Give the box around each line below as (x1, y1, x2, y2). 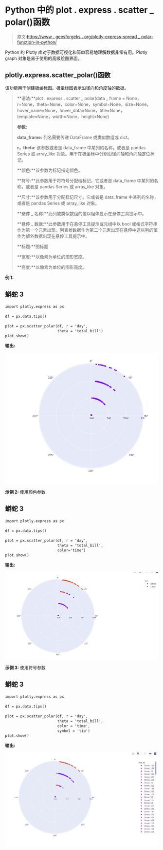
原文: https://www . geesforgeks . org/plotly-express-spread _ (17, 34, 140, 40)
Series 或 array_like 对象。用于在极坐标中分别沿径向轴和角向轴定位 (17, 151, 151, 157)
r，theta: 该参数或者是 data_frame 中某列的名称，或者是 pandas (17, 144, 146, 150)
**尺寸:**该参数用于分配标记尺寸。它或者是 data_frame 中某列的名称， (17, 194, 159, 200)
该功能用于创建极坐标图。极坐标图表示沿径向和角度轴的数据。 (5, 85, 129, 91)
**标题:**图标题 (17, 243, 49, 249)
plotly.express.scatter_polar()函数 (5, 71, 111, 80)
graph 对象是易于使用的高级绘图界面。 (5, 55, 82, 61)
